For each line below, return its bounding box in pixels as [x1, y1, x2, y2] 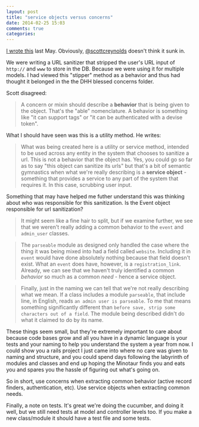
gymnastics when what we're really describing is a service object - [20, 168, 186, 176]
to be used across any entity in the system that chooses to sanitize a [20, 150, 189, 157]
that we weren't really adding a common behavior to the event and [20, 223, 184, 231]
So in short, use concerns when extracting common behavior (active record [6, 377, 192, 385]
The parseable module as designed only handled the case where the [20, 241, 189, 248]
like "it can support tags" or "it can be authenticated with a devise [20, 114, 183, 121]
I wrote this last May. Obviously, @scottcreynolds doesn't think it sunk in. [6, 47, 186, 54]
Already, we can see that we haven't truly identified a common [20, 267, 175, 274]
